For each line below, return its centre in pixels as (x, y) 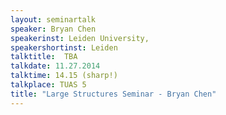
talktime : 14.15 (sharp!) (64, 76)
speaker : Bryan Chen (53, 29)
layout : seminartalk (53, 19)
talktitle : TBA (44, 57)
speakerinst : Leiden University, (80, 38)
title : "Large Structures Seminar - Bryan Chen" (113, 94)
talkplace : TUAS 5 (48, 85)
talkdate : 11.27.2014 (55, 66)
